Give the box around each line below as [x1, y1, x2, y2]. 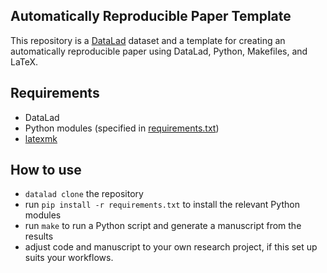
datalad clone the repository [24, 188, 144, 200]
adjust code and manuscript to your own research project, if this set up [24, 241, 318, 253]
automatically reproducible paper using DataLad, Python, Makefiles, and [10, 45, 308, 57]
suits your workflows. [24, 252, 114, 264]
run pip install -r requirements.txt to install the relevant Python [24, 199, 300, 211]
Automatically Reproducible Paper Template [10, 8, 292, 25]
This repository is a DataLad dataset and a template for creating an [10, 34, 286, 46]
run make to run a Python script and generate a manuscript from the [24, 220, 302, 232]
